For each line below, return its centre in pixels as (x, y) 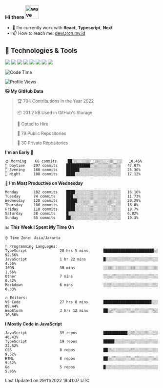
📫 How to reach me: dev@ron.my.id (49, 33)
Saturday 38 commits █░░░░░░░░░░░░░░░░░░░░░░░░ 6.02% (72, 214)
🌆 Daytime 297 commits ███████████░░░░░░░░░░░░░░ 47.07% (73, 166)
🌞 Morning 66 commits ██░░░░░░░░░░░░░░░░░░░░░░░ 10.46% (74, 161)
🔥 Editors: (16, 298)
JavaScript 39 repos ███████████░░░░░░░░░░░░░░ (82, 333)
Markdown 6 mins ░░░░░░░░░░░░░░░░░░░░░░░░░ (82, 285)
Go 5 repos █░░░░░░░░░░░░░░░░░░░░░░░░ (82, 367)
